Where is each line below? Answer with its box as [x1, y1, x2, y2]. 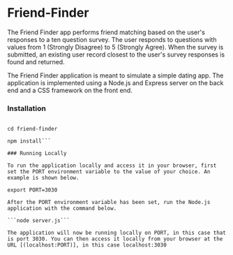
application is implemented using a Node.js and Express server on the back [7, 78, 224, 87]
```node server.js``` [7, 217, 70, 224]
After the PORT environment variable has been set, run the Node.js [7, 199, 211, 206]
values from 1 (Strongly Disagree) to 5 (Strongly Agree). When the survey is [7, 43, 224, 51]
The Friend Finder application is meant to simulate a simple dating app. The [7, 71, 224, 80]
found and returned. [7, 57, 65, 66]
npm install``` [7, 138, 52, 145]
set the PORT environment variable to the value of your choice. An [7, 168, 211, 175]
